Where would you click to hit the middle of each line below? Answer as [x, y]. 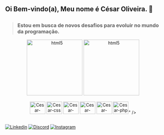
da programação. [38, 31]
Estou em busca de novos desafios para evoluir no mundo [88, 25]
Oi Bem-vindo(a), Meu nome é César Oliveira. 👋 [79, 9]
